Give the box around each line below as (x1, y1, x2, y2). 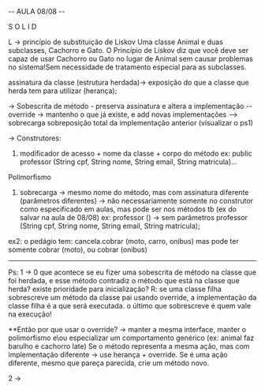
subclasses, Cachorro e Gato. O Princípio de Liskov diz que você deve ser (8, 46, 249, 54)
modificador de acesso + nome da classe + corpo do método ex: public (19, 149, 252, 158)
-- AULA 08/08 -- (8, 7, 65, 16)
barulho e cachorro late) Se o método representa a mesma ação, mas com (8, 342, 250, 350)
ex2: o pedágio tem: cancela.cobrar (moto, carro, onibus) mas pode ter (8, 237, 239, 245)
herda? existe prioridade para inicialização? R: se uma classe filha (8, 284, 222, 294)
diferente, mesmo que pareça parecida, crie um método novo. (8, 358, 210, 368)
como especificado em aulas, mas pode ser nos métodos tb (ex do (19, 204, 237, 214)
